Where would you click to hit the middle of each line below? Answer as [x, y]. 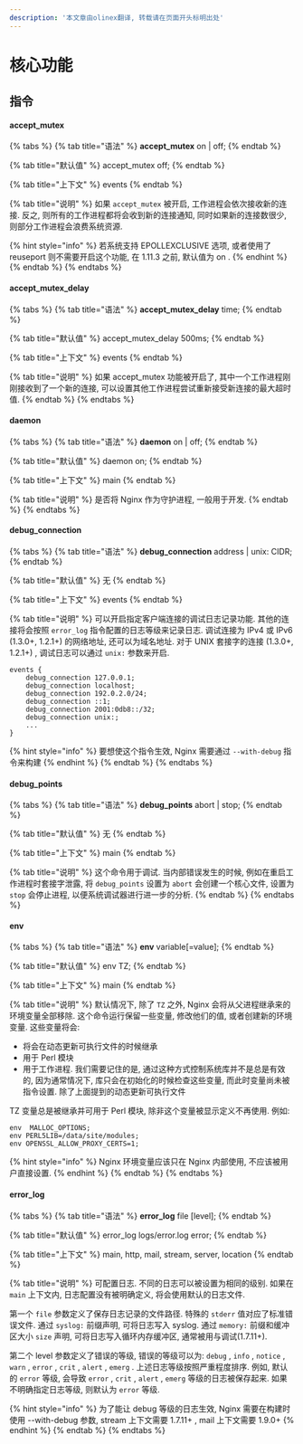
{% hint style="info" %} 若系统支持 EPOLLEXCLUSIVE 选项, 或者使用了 [140, 246]
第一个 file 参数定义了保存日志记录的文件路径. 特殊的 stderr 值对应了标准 [147, 1314]
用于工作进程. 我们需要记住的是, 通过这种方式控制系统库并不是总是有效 [154, 1069]
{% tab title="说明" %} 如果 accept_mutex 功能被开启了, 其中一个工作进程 [146, 376]
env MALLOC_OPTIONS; [50, 1128]
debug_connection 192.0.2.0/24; [86, 694]
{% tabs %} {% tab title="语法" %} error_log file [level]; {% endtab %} [140, 1216]
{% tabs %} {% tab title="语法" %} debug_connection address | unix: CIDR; [151, 552]
